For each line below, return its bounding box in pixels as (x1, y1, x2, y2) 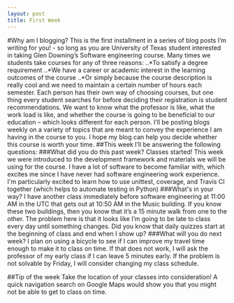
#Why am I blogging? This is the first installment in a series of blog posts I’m (7, 36, 227, 44)
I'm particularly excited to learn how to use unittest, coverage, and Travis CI (7, 177, 225, 185)
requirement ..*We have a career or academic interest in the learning (7, 66, 206, 74)
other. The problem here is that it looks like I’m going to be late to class (7, 214, 211, 223)
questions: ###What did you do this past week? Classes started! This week (7, 148, 224, 156)
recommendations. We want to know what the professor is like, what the (7, 103, 215, 111)
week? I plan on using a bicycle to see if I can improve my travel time (7, 237, 205, 245)
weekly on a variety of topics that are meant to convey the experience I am (7, 125, 223, 134)
